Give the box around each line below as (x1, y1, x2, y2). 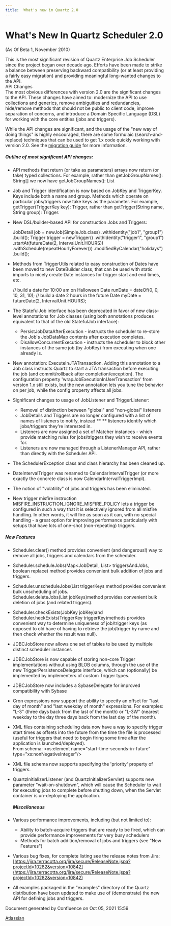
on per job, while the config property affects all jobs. (12, 387, 123, 393)
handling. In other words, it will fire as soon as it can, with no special (12, 511, 156, 517)
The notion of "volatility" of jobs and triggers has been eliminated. (12, 485, 151, 491)
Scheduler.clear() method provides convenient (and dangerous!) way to (12, 547, 163, 553)
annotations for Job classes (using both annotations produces (23, 313, 154, 319)
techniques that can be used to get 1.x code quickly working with (23, 136, 160, 143)
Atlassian (5, 915, 24, 921)
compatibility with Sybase (12, 687, 67, 694)
